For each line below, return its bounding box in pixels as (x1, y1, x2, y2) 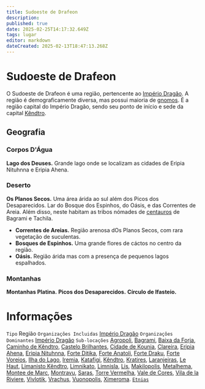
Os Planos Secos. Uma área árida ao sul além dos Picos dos (6, 195, 159, 202)
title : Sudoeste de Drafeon (6, 9, 78, 15)
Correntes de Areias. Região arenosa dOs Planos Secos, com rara (15, 226, 184, 233)
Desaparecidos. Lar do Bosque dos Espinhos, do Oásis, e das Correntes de (6, 202, 196, 209)
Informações (6, 310, 73, 323)
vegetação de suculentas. (15, 233, 81, 240)
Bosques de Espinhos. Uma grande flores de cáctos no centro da (15, 240, 182, 247)
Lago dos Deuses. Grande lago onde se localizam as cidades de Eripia (6, 159, 185, 167)
